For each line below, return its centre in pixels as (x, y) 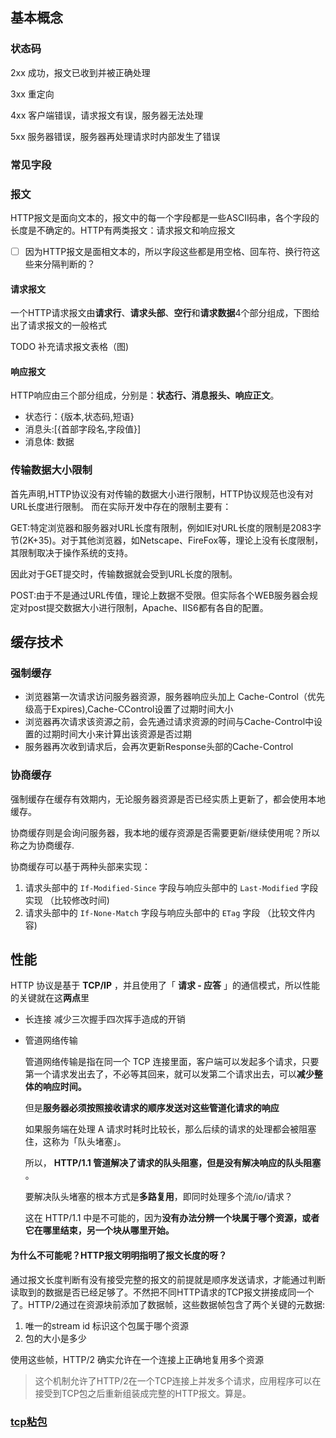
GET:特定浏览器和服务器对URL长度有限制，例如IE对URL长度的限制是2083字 (166, 527)
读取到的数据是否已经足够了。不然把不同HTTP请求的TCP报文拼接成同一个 (162, 1292)
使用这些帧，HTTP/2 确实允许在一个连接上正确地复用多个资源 (137, 1359)
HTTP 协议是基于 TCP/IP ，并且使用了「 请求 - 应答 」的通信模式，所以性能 (165, 985)
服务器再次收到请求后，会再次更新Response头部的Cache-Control (159, 747)
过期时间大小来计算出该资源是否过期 (117, 734)
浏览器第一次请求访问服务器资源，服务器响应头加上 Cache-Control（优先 (174, 697)
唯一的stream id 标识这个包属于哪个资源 (107, 1325)
